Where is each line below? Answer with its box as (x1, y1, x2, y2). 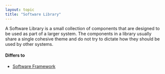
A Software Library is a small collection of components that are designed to (5, 25, 160, 31)
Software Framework (12, 63, 56, 69)
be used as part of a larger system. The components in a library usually (5, 31, 152, 37)
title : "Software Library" (5, 12, 61, 17)
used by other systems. (5, 41, 54, 47)
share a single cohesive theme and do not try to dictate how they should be (5, 36, 161, 42)
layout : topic (5, 7, 35, 12)
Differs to (5, 52, 25, 58)
